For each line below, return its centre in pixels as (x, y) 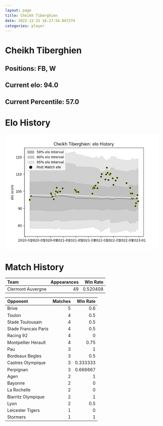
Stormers (16, 417)
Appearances (65, 282)
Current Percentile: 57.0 (42, 102)
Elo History (28, 123)
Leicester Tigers (23, 410)
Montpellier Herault (27, 342)
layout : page (18, 10)
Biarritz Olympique (26, 397)
